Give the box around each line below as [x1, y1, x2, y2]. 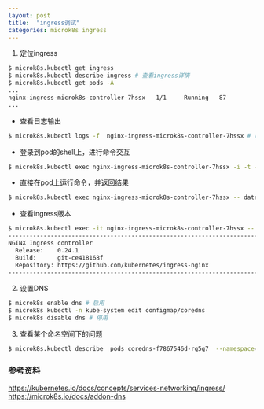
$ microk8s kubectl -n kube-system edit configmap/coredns [8, 307, 206, 315]
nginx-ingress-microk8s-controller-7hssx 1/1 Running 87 [8, 94, 226, 101]
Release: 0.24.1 [15, 246, 79, 254]
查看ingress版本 [19, 209, 72, 219]
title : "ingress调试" [8, 19, 80, 27]
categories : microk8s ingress [8, 26, 108, 34]
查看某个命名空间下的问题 [19, 330, 103, 338]
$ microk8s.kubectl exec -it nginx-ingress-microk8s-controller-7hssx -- [8, 225, 255, 233]
